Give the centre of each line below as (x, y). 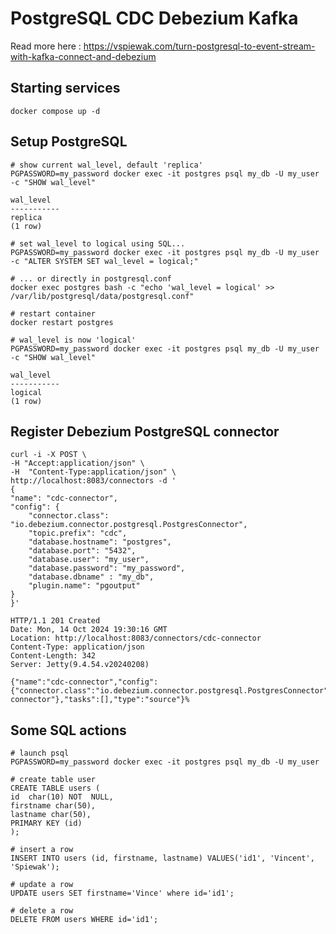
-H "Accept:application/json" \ (77, 463)
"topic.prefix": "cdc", (78, 533)
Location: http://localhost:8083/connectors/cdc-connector (136, 638)
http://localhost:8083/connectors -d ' (93, 481)
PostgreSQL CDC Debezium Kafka (154, 18)
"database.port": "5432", (82, 551)
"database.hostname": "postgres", (100, 542)
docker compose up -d (55, 111)
